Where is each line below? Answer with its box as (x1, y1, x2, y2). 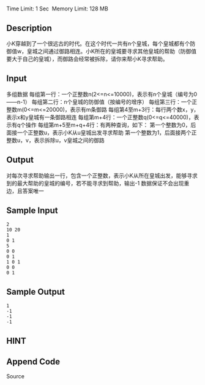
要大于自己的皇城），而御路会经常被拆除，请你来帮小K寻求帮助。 (6, 55, 168, 63)
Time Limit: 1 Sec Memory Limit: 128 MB (6, 5, 108, 12)
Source (6, 373, 24, 380)
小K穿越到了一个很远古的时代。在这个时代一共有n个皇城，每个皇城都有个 (6, 40, 190, 47)
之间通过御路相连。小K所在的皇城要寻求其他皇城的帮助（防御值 (37, 48, 197, 55)
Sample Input (6, 205, 58, 216)
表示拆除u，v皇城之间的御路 (34, 136, 105, 144)
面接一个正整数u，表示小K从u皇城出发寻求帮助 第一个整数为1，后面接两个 (6, 128, 192, 136)
